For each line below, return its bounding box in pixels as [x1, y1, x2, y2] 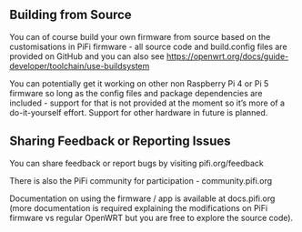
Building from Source [9, 7, 132, 23]
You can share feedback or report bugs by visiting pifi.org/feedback [9, 157, 264, 168]
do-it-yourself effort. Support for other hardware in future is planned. [9, 106, 268, 117]
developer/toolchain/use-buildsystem [9, 60, 150, 71]
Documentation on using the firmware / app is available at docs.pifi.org [9, 193, 276, 204]
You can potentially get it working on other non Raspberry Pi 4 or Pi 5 [9, 77, 269, 89]
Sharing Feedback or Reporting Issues [9, 134, 231, 149]
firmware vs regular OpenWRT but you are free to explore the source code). [9, 212, 294, 223]
